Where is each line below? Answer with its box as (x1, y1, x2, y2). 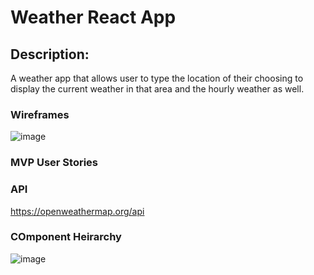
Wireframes (10, 107, 70, 121)
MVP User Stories (10, 156, 98, 170)
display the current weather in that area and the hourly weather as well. (10, 83, 305, 95)
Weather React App (10, 6, 177, 29)
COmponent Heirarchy (10, 230, 122, 244)
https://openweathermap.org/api (10, 205, 145, 217)
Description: (10, 46, 90, 63)
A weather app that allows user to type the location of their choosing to (10, 72, 304, 84)
